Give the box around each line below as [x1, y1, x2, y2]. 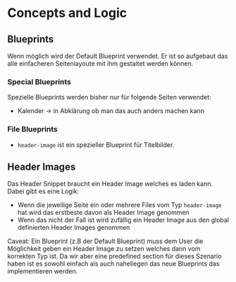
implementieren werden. [7, 267, 78, 276]
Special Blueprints [7, 76, 72, 86]
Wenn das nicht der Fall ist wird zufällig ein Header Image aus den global [17, 216, 229, 224]
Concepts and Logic [7, 5, 128, 21]
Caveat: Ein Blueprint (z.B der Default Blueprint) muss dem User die [7, 237, 204, 245]
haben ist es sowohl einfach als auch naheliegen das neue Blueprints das [7, 259, 220, 268]
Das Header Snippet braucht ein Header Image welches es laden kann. [7, 180, 213, 188]
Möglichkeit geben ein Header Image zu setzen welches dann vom [7, 245, 201, 253]
